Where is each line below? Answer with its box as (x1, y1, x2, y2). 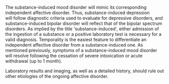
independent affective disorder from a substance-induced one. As (5, 42, 143, 48)
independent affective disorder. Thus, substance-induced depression (5, 10, 150, 16)
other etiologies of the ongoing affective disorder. (5, 73, 109, 79)
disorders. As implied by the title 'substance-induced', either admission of (5, 26, 159, 32)
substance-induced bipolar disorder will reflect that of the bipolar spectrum (5, 20, 162, 26)
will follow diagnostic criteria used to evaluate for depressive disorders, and (5, 15, 163, 21)
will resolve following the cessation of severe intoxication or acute (5, 53, 143, 59)
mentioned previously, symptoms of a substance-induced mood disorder (5, 48, 157, 53)
